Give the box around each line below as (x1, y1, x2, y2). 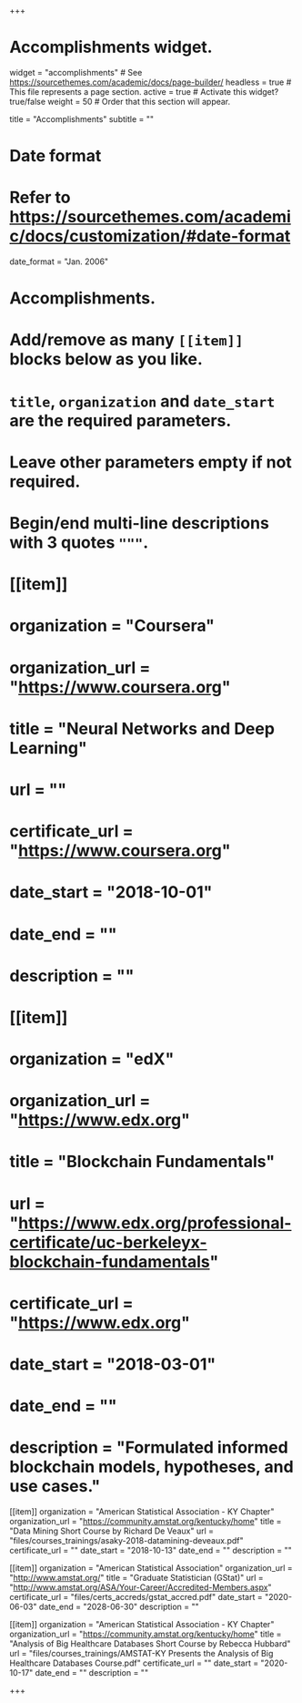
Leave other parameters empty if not (9, 452, 293, 472)
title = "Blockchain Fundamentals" (9, 1152, 276, 1172)
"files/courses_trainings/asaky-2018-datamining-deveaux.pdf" (9, 1535, 244, 1546)
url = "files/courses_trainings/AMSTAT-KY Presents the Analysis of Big (9, 1648, 274, 1659)
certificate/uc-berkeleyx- (9, 1232, 207, 1253)
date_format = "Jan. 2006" (9, 256, 109, 267)
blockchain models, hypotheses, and (9, 1457, 294, 1477)
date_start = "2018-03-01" (9, 1354, 216, 1374)
